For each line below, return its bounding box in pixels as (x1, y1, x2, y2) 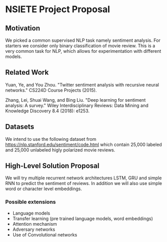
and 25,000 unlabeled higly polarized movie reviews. (5, 146, 115, 153)
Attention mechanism (12, 221, 57, 227)
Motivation (5, 24, 40, 33)
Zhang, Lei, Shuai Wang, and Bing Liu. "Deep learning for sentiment (5, 97, 146, 103)
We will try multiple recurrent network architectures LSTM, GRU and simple (5, 175, 162, 181)
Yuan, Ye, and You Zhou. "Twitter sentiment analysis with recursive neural (5, 81, 159, 87)
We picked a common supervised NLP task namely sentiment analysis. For (5, 37, 161, 43)
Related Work (5, 68, 49, 77)
